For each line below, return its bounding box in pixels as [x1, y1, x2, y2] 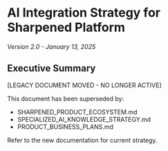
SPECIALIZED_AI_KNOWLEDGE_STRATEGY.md [17, 115, 151, 123]
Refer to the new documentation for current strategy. [7, 136, 158, 144]
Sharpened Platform [7, 19, 126, 35]
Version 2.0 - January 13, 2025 [7, 42, 96, 51]
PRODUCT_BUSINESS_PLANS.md [17, 123, 114, 131]
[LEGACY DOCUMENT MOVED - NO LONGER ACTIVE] [7, 81, 162, 89]
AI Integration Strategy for [7, 5, 161, 21]
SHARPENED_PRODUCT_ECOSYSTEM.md [17, 107, 138, 116]
